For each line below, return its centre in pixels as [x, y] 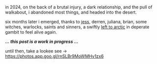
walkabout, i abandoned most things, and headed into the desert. [71, 12]
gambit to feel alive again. [31, 32]
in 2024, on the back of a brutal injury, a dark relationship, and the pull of [79, 7]
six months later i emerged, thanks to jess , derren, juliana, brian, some [76, 22]
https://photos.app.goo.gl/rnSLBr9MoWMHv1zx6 [54, 56]
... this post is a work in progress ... [42, 42]
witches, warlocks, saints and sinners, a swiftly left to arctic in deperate [77, 27]
